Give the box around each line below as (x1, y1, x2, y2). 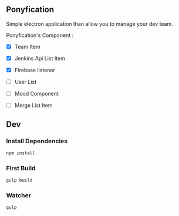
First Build (6, 164, 36, 172)
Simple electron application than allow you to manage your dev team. (6, 20, 173, 27)
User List (14, 79, 37, 85)
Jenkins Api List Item (14, 55, 66, 62)
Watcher (6, 191, 31, 199)
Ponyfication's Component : (6, 32, 74, 39)
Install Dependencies (6, 137, 68, 145)
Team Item (14, 43, 40, 50)
